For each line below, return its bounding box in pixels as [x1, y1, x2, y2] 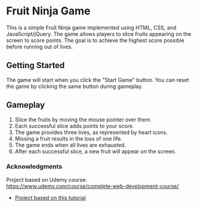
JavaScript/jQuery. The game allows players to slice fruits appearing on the [6, 30, 192, 37]
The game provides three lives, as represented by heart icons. [14, 129, 168, 136]
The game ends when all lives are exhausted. [14, 141, 127, 148]
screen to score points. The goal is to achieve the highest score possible [6, 36, 185, 44]
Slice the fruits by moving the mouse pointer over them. [14, 115, 152, 123]
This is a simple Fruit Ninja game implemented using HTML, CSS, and [6, 24, 177, 31]
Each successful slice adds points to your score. [14, 122, 134, 129]
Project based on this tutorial [14, 194, 86, 201]
